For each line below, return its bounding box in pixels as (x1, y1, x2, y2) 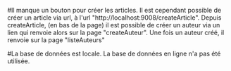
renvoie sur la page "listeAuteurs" (7, 36, 105, 44)
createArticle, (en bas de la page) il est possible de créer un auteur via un (7, 21, 220, 29)
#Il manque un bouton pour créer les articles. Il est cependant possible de (7, 6, 222, 14)
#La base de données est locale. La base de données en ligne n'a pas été (7, 49, 221, 58)
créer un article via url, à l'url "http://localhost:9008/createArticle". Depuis (7, 13, 222, 22)
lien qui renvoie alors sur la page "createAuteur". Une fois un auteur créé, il (7, 28, 225, 37)
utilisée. (7, 57, 30, 65)
